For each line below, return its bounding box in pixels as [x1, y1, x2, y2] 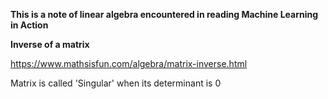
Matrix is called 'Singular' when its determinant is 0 [10, 77, 222, 89]
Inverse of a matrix [10, 39, 90, 50]
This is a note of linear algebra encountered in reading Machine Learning [10, 9, 319, 20]
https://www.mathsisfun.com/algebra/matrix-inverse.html [10, 58, 248, 69]
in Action [10, 19, 49, 31]
